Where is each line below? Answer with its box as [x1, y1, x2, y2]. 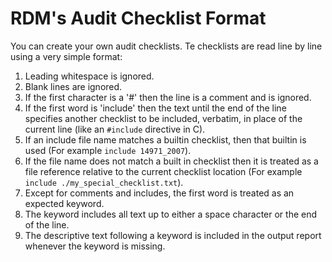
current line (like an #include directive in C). [24, 123, 206, 135]
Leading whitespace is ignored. [24, 70, 155, 82]
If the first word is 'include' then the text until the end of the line [24, 102, 287, 114]
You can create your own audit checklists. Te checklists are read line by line [10, 40, 323, 52]
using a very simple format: [10, 50, 123, 62]
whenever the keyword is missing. [24, 240, 166, 252]
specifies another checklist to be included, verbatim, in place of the [24, 112, 303, 124]
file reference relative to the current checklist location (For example [24, 165, 303, 177]
